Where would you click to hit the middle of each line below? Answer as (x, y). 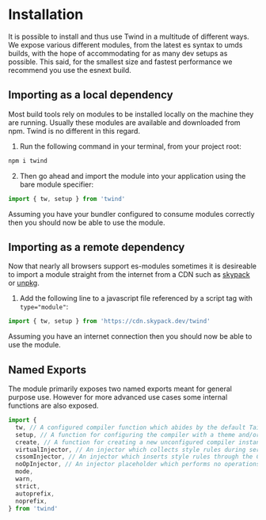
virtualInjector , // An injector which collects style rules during (131, 450)
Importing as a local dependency (91, 95)
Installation (46, 15)
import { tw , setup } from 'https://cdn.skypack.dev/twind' (110, 321)
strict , (28, 486)
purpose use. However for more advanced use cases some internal (118, 397)
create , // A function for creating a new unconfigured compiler (125, 442)
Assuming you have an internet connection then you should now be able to (130, 336)
